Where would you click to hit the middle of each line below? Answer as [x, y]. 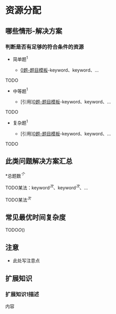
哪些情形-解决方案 [34, 31]
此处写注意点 [26, 261]
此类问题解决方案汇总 [39, 161]
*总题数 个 [15, 175]
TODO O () [15, 230]
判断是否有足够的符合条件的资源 [45, 47]
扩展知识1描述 [22, 294]
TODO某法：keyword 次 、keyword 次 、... [47, 187]
